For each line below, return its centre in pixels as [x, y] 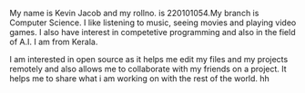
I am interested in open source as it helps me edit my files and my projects [149, 59]
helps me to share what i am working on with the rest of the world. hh [140, 79]
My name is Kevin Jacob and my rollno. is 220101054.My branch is [134, 13]
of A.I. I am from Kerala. [54, 42]
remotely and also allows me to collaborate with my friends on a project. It [148, 69]
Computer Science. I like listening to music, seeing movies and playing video [153, 23]
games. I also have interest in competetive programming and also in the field [152, 32]
